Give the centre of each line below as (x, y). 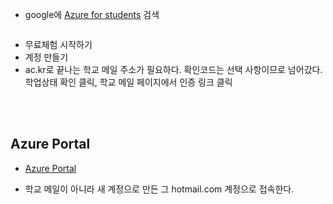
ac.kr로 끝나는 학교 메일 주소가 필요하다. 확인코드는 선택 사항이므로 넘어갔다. (173, 69)
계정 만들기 (46, 57)
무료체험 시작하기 (58, 44)
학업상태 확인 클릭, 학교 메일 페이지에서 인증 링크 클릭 (128, 82)
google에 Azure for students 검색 (92, 14)
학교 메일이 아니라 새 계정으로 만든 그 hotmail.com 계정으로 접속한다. (159, 189)
